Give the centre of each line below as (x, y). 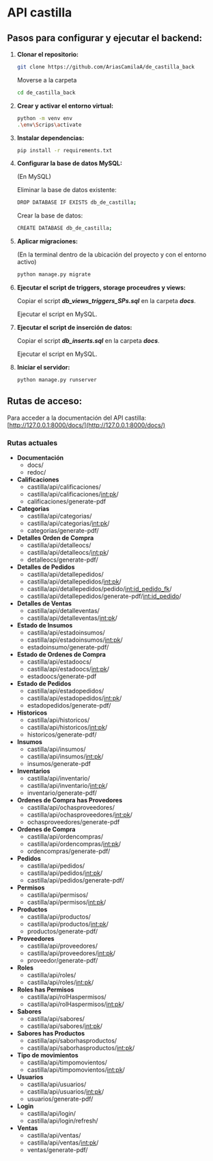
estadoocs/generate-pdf (62, 676)
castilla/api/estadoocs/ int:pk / (68, 669)
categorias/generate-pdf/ (63, 530)
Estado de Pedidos (44, 683)
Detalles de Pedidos (46, 566)
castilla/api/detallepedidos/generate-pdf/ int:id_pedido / (104, 596)
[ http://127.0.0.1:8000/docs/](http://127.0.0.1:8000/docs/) (86, 425)
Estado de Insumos (45, 625)
